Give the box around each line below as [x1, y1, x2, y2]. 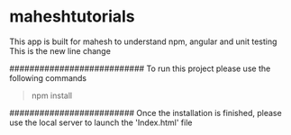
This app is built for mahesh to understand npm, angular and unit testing [9, 36, 277, 47]
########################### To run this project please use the [9, 63, 271, 74]
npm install [31, 90, 73, 101]
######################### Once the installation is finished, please [9, 107, 282, 118]
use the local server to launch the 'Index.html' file [9, 117, 193, 128]
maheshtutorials [9, 6, 135, 27]
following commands [9, 72, 87, 83]
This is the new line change [9, 45, 111, 56]
